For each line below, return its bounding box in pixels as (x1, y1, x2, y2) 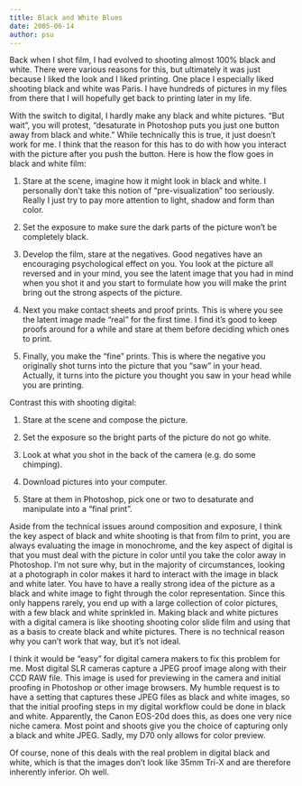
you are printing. (22, 379, 84, 390)
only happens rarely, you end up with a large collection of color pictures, (9, 598, 279, 608)
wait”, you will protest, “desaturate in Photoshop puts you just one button (9, 120, 279, 131)
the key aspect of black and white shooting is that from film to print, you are (9, 531, 291, 542)
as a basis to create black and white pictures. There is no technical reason (9, 626, 286, 637)
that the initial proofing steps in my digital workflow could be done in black (9, 701, 286, 712)
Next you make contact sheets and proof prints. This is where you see (22, 305, 284, 315)
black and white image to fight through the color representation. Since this (9, 588, 286, 599)
